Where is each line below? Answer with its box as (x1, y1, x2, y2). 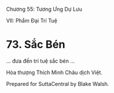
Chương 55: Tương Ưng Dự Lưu (6, 6, 83, 12)
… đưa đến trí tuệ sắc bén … (6, 57, 75, 65)
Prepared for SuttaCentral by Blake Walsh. (6, 80, 109, 87)
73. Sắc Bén (6, 38, 65, 52)
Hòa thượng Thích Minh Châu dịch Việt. (6, 69, 103, 76)
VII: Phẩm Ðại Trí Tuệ (6, 17, 58, 24)
